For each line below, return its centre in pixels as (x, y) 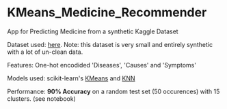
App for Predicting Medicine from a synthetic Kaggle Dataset (93, 31)
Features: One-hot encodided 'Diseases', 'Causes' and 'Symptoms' (102, 65)
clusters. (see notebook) (42, 98)
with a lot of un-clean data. (45, 52)
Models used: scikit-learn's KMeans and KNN (71, 78)
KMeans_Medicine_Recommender (107, 13)
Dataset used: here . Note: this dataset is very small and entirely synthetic (110, 44)
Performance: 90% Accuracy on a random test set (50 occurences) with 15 (113, 91)
